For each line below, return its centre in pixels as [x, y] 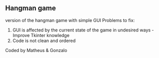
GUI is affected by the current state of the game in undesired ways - [83, 30]
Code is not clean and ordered [44, 40]
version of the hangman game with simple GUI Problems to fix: [70, 20]
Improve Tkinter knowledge [41, 35]
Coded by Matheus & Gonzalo [36, 50]
